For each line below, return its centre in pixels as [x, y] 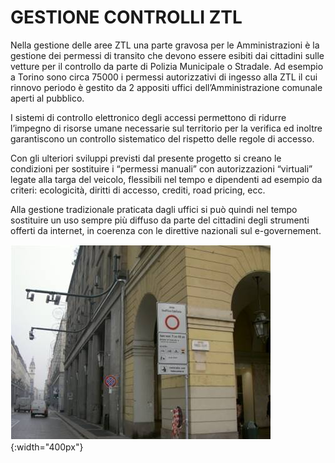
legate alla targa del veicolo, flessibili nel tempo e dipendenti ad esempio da [166, 179]
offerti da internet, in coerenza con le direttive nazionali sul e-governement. [166, 230]
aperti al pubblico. [47, 98]
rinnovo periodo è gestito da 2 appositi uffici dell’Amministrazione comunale [166, 87]
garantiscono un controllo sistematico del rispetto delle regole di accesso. [162, 138]
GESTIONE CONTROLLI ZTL [126, 17]
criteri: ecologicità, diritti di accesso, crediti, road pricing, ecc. [138, 190]
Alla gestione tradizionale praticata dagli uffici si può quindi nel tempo [154, 209]
